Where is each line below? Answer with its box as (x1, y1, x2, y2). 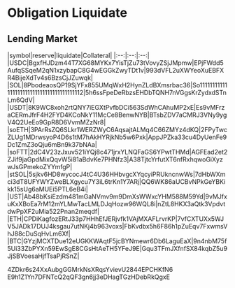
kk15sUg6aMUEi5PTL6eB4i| (7, 185, 89, 193)
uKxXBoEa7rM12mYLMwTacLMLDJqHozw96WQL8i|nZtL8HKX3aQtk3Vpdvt (7, 200, 226, 208)
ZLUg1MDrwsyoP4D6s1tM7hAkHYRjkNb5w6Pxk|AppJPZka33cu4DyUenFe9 (7, 133, 227, 141)
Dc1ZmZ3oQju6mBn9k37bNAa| (7, 141, 98, 148)
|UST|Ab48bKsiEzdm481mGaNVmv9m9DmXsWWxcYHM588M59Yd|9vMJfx (7, 192, 227, 201)
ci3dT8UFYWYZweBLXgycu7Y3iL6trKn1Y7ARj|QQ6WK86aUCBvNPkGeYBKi (7, 178, 226, 186)
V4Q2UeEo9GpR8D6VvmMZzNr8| (7, 118, 106, 127)
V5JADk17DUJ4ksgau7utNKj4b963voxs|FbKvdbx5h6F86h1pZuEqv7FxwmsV (7, 222, 228, 230)
